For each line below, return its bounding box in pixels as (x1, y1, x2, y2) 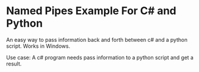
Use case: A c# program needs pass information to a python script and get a (6, 54, 194, 61)
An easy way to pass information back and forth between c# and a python (6, 36, 188, 43)
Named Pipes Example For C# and (6, 4, 176, 18)
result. (6, 60, 22, 67)
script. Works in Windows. (6, 42, 70, 50)
